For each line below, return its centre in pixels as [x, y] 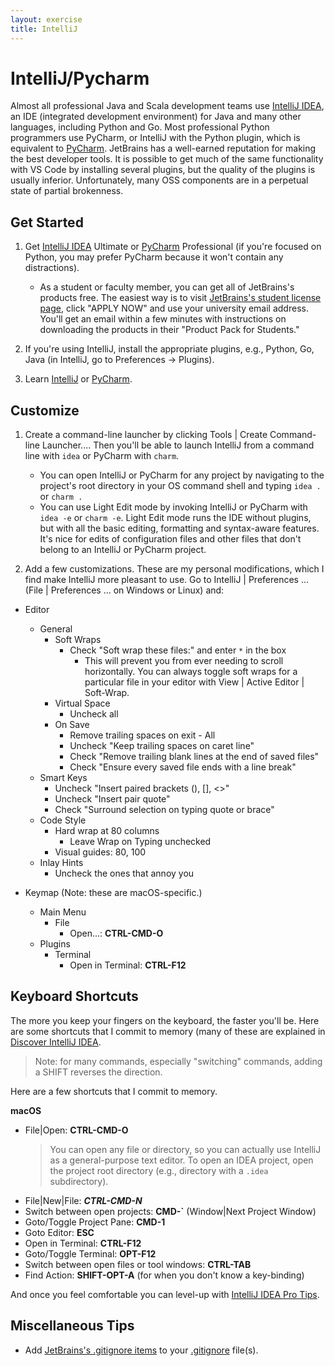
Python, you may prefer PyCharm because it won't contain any [154, 257]
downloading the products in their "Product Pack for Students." [169, 330]
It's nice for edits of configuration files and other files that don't [170, 539]
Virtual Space [82, 703]
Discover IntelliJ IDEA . [56, 1042]
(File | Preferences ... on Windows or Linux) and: [124, 590]
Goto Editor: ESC [59, 1232]
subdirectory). [79, 1181]
